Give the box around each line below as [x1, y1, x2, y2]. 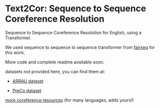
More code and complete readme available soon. [5, 59, 104, 65]
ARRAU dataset [12, 78, 44, 84]
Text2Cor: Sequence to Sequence [5, 3, 146, 14]
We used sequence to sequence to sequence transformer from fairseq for [5, 44, 155, 50]
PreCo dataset [12, 87, 42, 93]
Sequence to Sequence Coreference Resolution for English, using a [5, 29, 142, 35]
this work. [5, 50, 26, 55]
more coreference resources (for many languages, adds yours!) [5, 97, 134, 103]
